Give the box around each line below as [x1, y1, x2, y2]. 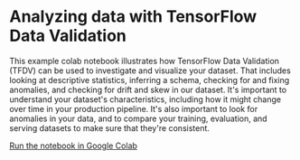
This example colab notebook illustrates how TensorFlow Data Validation [9, 55, 280, 66]
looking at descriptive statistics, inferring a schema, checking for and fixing [9, 74, 290, 85]
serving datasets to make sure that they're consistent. [9, 122, 211, 133]
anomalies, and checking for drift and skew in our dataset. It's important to [9, 84, 287, 95]
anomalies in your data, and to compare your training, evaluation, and [9, 113, 268, 124]
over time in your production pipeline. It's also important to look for [9, 103, 258, 114]
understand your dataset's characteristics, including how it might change [9, 93, 282, 105]
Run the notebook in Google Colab [9, 140, 138, 151]
